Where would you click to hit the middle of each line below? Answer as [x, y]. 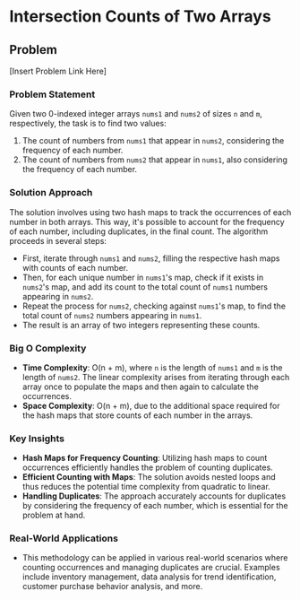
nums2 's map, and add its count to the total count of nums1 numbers [145, 287]
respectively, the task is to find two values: [88, 124]
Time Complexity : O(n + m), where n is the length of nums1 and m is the [152, 367]
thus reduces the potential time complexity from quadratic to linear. [146, 487]
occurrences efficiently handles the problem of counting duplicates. [147, 467]
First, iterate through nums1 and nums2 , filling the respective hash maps [151, 258]
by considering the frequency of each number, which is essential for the [155, 506]
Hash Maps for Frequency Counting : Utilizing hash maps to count [145, 458]
